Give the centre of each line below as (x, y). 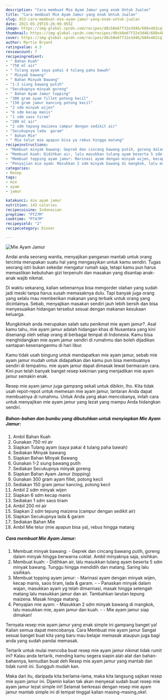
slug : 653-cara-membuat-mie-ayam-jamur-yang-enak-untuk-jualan (73, 19)
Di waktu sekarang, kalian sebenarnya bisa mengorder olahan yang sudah (82, 287)
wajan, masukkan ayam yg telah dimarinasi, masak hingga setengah (83, 588)
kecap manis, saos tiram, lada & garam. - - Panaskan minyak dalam (82, 583)
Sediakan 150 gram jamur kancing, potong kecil (62, 484)
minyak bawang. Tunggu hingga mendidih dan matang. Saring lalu (81, 567)
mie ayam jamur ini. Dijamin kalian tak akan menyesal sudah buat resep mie (83, 681)
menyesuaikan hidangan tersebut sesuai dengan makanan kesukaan (76, 309)
